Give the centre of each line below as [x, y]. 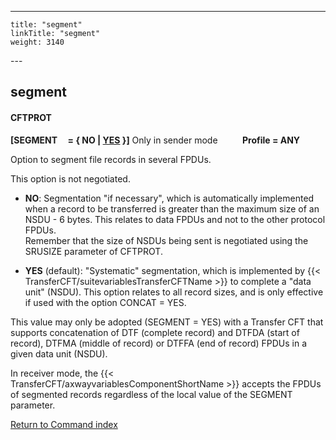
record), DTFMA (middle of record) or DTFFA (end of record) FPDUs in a [159, 343]
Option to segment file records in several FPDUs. [111, 159]
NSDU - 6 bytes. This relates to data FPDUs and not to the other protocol [175, 219]
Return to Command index [64, 424]
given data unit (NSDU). [59, 353]
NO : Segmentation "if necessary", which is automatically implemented [169, 198]
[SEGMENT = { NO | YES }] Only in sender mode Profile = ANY [155, 140]
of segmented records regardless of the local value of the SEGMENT [151, 394]
